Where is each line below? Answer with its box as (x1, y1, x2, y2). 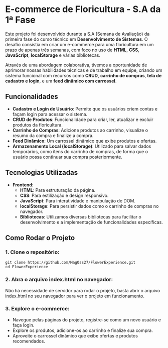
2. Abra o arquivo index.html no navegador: (5, 276, 113, 283)
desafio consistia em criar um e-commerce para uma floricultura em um (5, 41, 154, 47)
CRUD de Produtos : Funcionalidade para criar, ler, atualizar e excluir (12, 117, 153, 123)
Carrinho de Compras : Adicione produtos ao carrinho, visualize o (12, 127, 148, 133)
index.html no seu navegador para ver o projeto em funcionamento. (5, 293, 144, 299)
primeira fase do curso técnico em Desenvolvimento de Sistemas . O (5, 36, 148, 42)
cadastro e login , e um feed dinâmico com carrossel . (5, 78, 117, 84)
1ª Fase (5, 14, 36, 26)
